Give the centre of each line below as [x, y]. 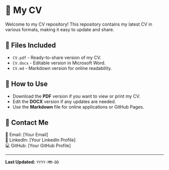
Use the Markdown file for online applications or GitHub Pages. [78, 107]
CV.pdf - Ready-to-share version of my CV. [57, 57]
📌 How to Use [26, 84]
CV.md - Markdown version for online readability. [62, 68]
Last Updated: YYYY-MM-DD [32, 162]
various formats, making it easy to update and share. [60, 29]
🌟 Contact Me [27, 122]
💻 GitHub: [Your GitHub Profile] [38, 146]
